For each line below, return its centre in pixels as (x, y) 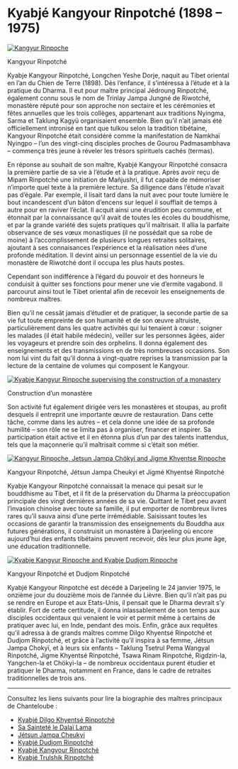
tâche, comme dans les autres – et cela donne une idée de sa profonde (111, 422)
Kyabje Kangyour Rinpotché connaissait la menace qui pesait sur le (105, 486)
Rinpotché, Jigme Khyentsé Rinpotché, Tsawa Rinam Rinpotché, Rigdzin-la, (117, 655)
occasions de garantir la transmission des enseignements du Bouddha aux (116, 523)
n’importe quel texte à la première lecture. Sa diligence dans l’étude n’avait (116, 187)
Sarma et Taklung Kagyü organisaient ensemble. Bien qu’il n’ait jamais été (115, 120)
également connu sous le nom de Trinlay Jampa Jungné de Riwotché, (109, 98)
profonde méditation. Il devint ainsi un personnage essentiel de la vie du (112, 255)
